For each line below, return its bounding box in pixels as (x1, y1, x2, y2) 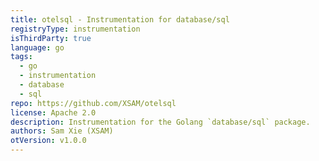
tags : (10, 52, 33, 62)
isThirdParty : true (10, 33, 92, 43)
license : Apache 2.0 (10, 107, 97, 118)
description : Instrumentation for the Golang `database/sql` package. (10, 117, 311, 127)
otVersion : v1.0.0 (10, 136, 87, 146)
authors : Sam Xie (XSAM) (10, 126, 114, 136)
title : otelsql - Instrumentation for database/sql (10, 14, 230, 25)
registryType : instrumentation (10, 24, 141, 34)
